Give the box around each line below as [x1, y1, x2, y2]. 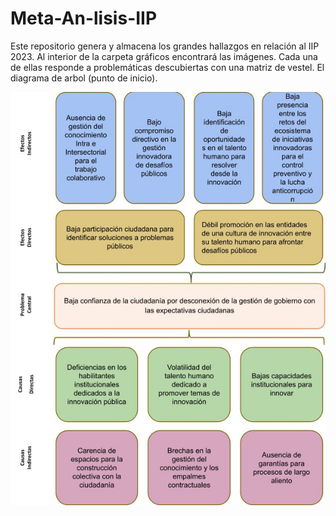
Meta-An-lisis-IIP [10, 7, 158, 30]
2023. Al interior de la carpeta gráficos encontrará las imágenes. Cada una [10, 50, 318, 62]
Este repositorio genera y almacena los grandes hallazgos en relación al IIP [10, 40, 320, 52]
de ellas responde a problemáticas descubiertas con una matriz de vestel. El [10, 61, 325, 73]
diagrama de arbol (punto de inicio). [10, 72, 158, 84]
